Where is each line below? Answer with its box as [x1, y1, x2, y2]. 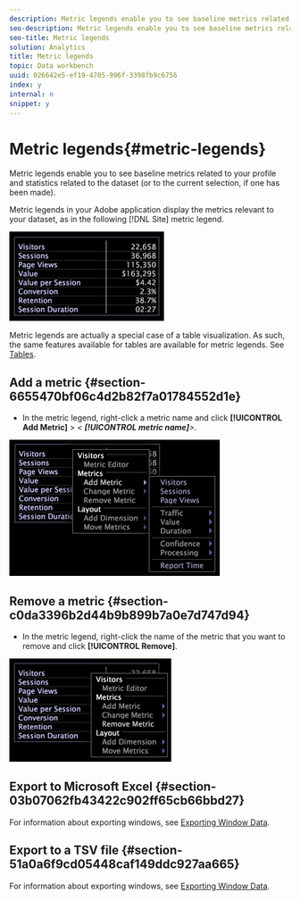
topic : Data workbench [9, 62, 94, 71]
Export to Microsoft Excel [9, 779, 154, 795]
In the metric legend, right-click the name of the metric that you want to [21, 631, 286, 642]
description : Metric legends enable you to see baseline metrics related [9, 14, 290, 23]
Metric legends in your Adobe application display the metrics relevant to [9, 204, 274, 215]
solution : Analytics [9, 43, 87, 52]
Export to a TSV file [9, 843, 119, 858]
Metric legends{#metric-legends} [9, 138, 266, 159]
